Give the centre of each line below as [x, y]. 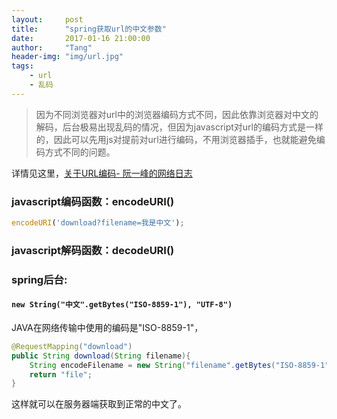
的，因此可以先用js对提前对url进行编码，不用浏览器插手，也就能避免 [176, 139]
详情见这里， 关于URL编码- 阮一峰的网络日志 [102, 173]
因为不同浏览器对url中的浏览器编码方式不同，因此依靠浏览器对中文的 [177, 114]
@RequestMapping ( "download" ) [72, 346]
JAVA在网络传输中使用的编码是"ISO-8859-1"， [107, 327]
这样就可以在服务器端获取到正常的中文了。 [99, 404]
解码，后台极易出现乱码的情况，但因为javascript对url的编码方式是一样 [179, 127]
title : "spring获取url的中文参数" [89, 29]
